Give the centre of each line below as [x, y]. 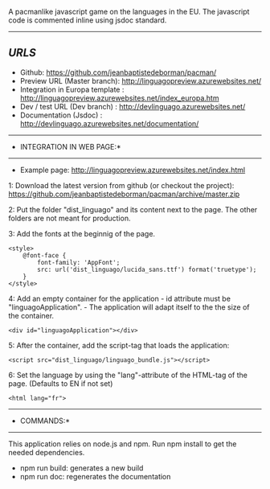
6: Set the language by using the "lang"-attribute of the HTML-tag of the [128, 375]
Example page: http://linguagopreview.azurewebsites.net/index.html [133, 170]
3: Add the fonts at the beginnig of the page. [82, 233]
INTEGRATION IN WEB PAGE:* [71, 146]
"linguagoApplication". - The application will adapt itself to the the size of [129, 307]
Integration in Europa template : [72, 89]
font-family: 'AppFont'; [79, 262]
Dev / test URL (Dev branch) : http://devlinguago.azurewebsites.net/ [133, 106]
